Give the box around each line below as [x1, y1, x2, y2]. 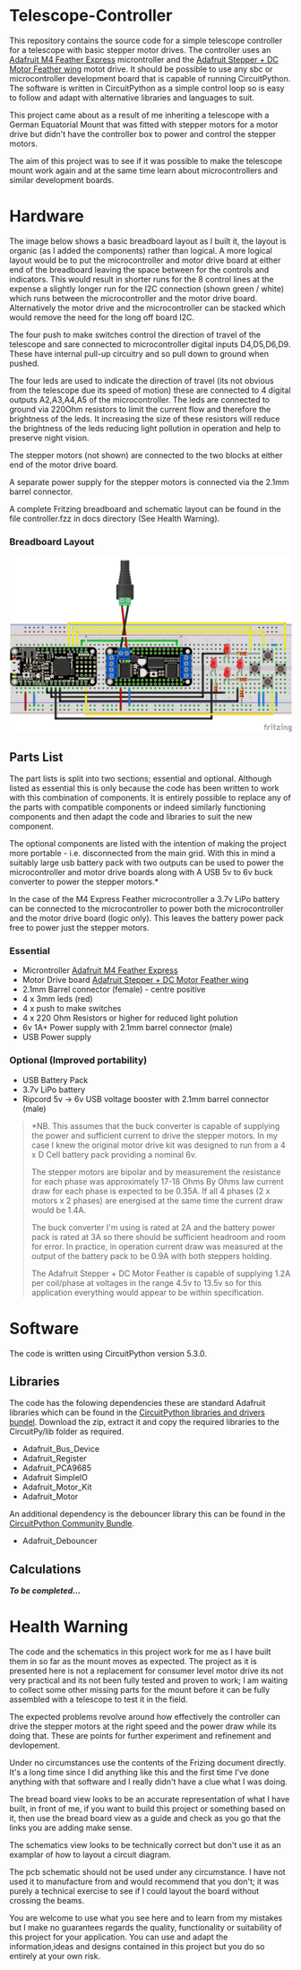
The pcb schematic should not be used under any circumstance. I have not [9, 1867, 286, 1878]
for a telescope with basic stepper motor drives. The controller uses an [9, 44, 271, 55]
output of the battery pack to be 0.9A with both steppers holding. [30, 1250, 272, 1261]
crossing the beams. [9, 1896, 85, 1906]
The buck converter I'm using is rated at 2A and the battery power [30, 1221, 276, 1233]
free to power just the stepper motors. [9, 923, 150, 933]
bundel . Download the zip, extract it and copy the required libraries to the [9, 1417, 279, 1428]
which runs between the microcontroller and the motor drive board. [9, 292, 258, 303]
